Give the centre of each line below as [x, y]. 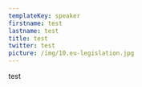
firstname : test [35, 23]
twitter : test [32, 46]
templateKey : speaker [45, 16]
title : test [28, 38]
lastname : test [34, 31]
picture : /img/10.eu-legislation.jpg [71, 53]
